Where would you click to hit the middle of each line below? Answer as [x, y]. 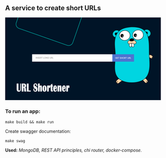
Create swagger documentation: [38, 131]
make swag [15, 141]
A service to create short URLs [53, 8]
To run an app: [23, 111]
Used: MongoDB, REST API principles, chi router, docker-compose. [74, 150]
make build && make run [30, 122]
